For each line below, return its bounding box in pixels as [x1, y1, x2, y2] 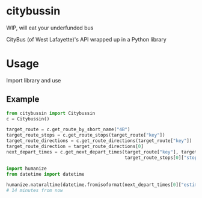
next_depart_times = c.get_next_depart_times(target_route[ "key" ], [6, 149, 179, 155]
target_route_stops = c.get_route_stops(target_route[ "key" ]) [6, 132, 165, 138]
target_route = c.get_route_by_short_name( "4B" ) [6, 126, 130, 133]
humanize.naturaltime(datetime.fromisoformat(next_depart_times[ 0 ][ [6, 182, 182, 188]
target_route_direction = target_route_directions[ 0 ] [6, 143, 144, 150]
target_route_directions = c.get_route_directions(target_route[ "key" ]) [6, 138, 192, 144]
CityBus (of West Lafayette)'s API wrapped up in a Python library [6, 36, 167, 43]
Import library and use [6, 76, 61, 84]
